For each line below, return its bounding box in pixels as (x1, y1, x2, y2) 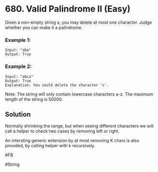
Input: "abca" (5, 74, 34, 79)
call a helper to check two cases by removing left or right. (5, 128, 120, 134)
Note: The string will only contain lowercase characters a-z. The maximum (5, 91, 154, 97)
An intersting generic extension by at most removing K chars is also (5, 138, 140, 143)
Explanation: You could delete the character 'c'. (5, 82, 109, 88)
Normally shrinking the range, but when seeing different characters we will (5, 123, 154, 129)
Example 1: (5, 36, 31, 43)
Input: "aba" (5, 47, 31, 53)
